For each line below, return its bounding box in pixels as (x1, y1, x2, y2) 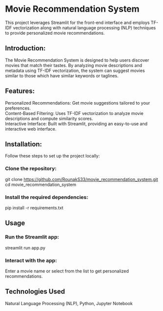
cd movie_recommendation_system (5, 181, 77, 187)
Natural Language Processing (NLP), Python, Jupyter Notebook (5, 300, 133, 306)
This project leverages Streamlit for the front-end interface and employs (5, 20, 150, 25)
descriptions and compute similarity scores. (5, 115, 93, 121)
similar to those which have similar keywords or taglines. (5, 72, 119, 79)
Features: (5, 87, 35, 95)
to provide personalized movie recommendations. (5, 30, 105, 36)
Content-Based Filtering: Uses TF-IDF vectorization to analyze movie (5, 110, 144, 116)
